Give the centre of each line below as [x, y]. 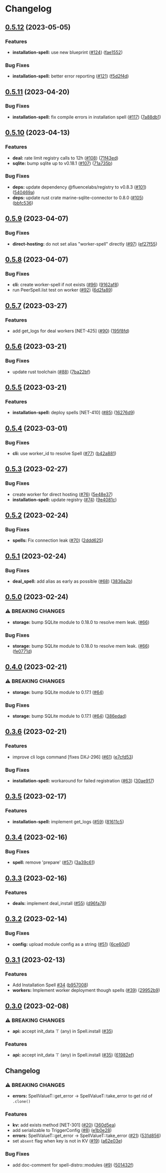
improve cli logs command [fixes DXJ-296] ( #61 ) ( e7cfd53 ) [73, 757]
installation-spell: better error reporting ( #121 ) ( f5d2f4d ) [71, 76]
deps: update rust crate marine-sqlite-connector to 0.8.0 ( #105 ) [78, 198]
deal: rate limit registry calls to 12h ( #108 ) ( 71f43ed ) [65, 158]
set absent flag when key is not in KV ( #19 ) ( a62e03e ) [67, 1141]
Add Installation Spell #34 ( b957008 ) [50, 985]
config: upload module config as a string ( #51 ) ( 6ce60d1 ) [71, 944]
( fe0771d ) [22, 651]
